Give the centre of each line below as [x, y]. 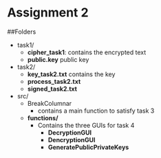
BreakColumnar [50, 103]
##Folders [22, 32]
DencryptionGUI [72, 139]
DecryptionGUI [69, 133]
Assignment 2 [48, 13]
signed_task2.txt [52, 89]
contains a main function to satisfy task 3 [96, 111]
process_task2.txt [54, 81]
